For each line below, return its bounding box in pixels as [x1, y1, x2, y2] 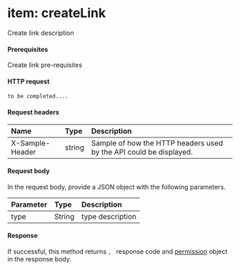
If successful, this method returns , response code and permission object [7, 247, 228, 256]
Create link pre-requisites [7, 61, 83, 69]
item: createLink [7, 5, 106, 21]
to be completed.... [7, 93, 69, 100]
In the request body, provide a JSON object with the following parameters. [7, 182, 226, 191]
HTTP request [7, 77, 50, 85]
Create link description [7, 28, 74, 37]
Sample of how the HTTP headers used [91, 137, 224, 147]
